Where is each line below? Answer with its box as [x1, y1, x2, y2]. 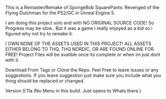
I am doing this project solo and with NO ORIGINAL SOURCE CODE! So [5, 20, 154, 26]
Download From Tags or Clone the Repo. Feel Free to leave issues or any [5, 67, 159, 73]
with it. [5, 57, 19, 63]
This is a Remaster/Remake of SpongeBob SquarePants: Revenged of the [5, 5, 160, 10]
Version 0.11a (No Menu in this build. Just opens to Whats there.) [5, 88, 141, 94]
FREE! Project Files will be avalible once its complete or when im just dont [5, 51, 160, 57]
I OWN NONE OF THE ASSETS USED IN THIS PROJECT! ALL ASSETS [5, 41, 152, 47]
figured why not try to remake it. [5, 31, 73, 36]
